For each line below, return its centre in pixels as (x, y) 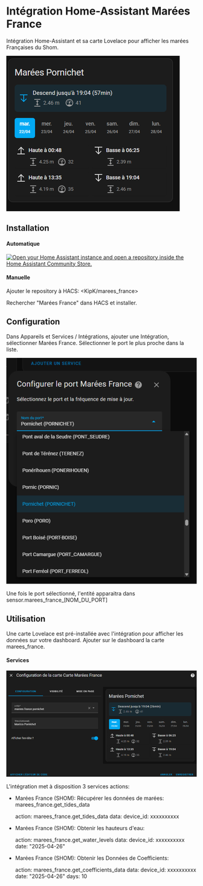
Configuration (33, 322)
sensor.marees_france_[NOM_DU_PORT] (57, 600)
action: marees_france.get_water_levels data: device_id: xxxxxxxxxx (100, 840)
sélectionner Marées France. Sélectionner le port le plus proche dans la (95, 343)
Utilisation (26, 619)
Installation (28, 228)
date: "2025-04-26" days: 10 (51, 876)
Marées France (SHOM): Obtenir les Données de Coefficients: (92, 858)
